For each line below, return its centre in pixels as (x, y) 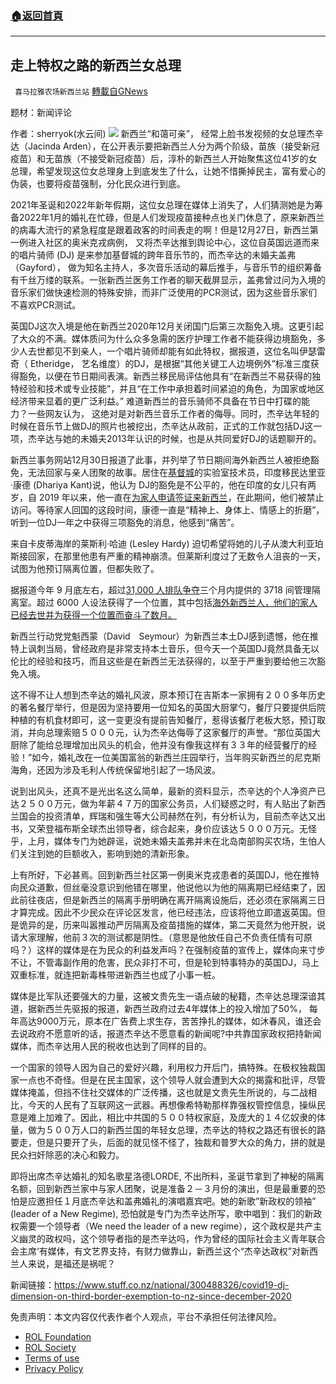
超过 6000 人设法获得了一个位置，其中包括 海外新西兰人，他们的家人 (177, 603)
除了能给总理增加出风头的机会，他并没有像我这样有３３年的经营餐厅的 (163, 745)
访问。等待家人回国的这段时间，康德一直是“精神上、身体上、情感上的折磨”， (167, 510)
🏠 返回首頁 (37, 15)
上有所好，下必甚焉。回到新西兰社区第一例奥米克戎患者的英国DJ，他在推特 (165, 875)
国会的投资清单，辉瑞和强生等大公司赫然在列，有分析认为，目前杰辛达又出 (172, 816)
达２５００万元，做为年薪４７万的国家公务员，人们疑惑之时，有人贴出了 (159, 804)
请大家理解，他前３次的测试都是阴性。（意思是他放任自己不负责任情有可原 (161, 938)
